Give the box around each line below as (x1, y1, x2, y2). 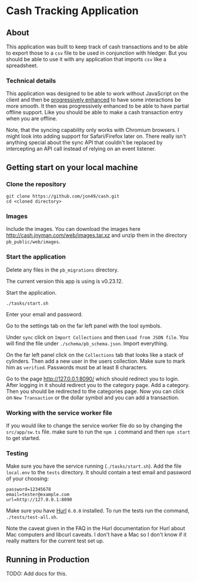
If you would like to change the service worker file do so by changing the (6, 422, 183, 429)
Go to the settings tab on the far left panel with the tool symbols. (6, 322, 162, 329)
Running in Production (6, 554, 90, 564)
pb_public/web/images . (6, 238, 61, 245)
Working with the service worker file (6, 408, 113, 416)
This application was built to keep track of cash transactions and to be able (6, 43, 188, 50)
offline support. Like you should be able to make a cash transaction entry (6, 109, 183, 116)
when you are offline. (6, 115, 58, 122)
